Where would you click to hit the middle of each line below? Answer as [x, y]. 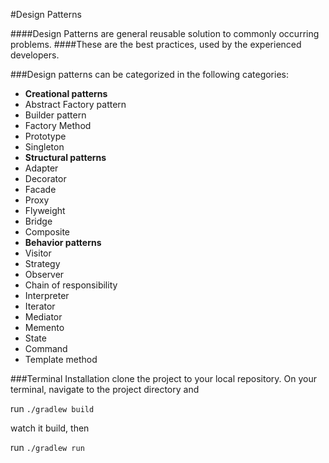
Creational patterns [66, 93]
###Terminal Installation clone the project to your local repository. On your [163, 378]
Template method [61, 359]
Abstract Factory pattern [75, 104]
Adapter [41, 168]
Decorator [45, 178]
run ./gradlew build [52, 408]
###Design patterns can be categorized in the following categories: [149, 74]
